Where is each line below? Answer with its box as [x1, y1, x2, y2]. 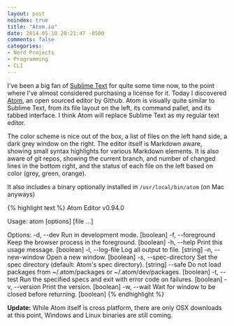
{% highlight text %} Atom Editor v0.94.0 [7, 203, 124, 212]
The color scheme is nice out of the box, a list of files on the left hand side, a [7, 132, 228, 140]
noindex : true [7, 17, 49, 24]
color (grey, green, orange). [7, 169, 87, 177]
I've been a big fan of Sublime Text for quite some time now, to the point [7, 81, 215, 89]
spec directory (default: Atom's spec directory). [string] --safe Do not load [7, 260, 221, 269]
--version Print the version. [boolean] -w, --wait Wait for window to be [13, 282, 216, 290]
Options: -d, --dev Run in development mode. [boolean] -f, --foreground [7, 230, 216, 239]
